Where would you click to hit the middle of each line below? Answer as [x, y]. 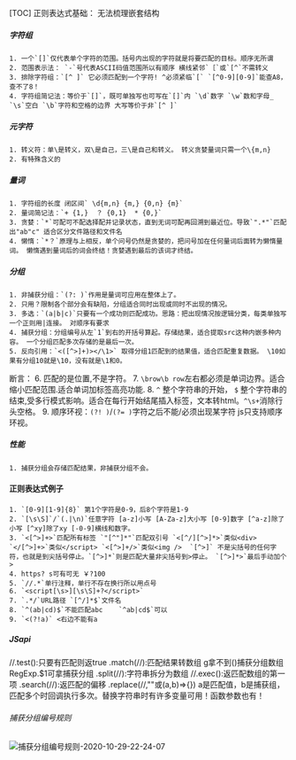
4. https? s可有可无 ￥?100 [57, 574]
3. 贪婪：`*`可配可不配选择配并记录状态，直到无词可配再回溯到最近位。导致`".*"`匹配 [148, 222]
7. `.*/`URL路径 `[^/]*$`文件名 [65, 601]
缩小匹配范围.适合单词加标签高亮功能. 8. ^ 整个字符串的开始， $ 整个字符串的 [148, 389]
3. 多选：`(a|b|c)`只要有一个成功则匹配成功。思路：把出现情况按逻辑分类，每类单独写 [148, 314]
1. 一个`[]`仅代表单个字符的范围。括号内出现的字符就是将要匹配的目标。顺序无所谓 [141, 58]
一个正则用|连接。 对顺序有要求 [59, 323]
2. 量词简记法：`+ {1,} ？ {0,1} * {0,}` [86, 213]
